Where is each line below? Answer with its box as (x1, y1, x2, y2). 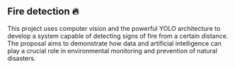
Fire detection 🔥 (7, 6, 79, 18)
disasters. (7, 54, 36, 62)
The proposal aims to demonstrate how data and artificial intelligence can (7, 39, 222, 48)
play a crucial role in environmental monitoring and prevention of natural (7, 46, 218, 55)
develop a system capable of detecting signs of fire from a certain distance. (7, 32, 229, 40)
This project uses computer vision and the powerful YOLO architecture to (7, 24, 221, 32)
